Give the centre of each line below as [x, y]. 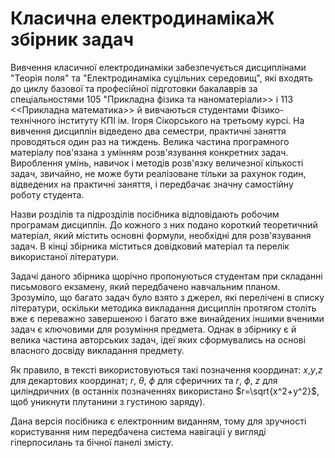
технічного [33, 120]
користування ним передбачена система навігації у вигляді [138, 431]
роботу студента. [47, 194]
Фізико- [268, 109]
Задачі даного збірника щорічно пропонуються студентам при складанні [166, 276]
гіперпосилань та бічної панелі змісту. [92, 442]
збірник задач [72, 39]
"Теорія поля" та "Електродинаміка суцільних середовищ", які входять [161, 78]
